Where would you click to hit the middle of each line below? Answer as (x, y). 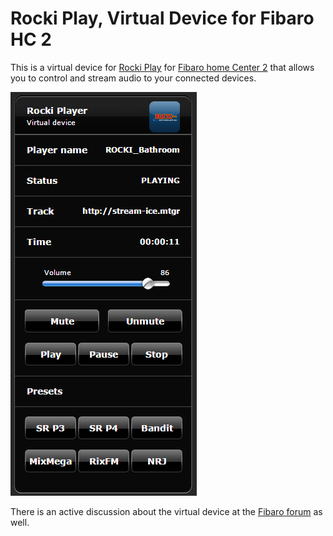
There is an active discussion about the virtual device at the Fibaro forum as (166, 511)
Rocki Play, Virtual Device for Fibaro (162, 18)
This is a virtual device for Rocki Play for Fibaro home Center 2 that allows (162, 67)
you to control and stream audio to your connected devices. (133, 78)
